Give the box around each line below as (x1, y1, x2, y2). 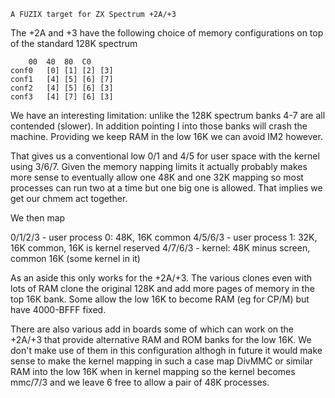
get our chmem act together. (10, 193, 128, 204)
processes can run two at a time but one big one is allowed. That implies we (10, 182, 323, 194)
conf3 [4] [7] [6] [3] (10, 92, 114, 102)
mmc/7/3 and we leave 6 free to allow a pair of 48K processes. (10, 376, 270, 388)
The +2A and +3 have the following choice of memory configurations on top (10, 27, 324, 39)
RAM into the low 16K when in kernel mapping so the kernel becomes (10, 366, 296, 377)
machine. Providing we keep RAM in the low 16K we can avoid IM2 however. (10, 131, 323, 142)
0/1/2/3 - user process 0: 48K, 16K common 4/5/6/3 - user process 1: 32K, (10, 231, 318, 243)
